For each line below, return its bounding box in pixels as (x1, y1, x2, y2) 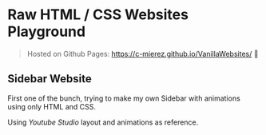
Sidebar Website (7, 72, 93, 85)
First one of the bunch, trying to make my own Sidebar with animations (7, 93, 240, 103)
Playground (7, 22, 85, 41)
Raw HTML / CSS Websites (7, 6, 189, 24)
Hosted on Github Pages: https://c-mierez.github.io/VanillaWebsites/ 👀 (26, 49, 259, 58)
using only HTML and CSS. (7, 101, 97, 111)
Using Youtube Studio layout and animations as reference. (7, 117, 199, 127)
